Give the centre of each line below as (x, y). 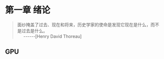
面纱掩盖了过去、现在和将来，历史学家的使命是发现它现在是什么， (84, 25)
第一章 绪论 (28, 10)
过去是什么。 (34, 30)
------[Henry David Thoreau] (53, 36)
